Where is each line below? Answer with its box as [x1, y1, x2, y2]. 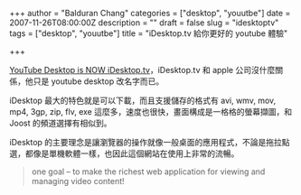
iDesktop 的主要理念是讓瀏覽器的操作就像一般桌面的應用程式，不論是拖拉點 [9, 137, 291, 147]
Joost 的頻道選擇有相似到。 [9, 117, 112, 128]
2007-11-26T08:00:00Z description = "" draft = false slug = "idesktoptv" [9, 17, 279, 28]
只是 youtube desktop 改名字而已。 [33, 76, 165, 87]
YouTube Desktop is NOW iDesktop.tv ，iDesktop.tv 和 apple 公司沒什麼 [9, 65, 276, 75]
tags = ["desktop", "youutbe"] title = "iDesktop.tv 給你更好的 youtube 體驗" [9, 28, 287, 39]
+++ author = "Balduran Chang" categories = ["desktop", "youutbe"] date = [9, 8, 291, 18]
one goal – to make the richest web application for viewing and [31, 166, 266, 177]
